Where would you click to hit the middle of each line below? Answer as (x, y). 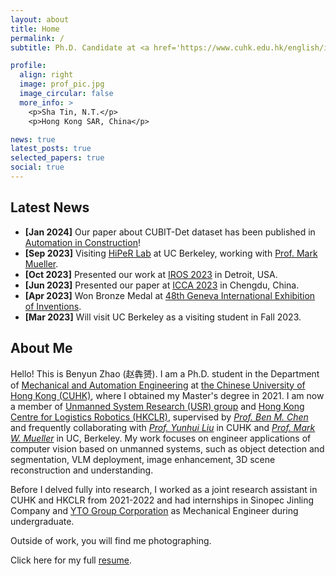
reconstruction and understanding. (82, 470)
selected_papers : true (57, 158)
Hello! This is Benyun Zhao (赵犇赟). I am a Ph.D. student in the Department (165, 373)
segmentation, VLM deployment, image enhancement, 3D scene (143, 459)
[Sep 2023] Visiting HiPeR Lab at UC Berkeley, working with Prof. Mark (171, 253)
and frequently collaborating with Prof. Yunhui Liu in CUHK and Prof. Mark (163, 427)
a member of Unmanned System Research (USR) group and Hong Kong (157, 406)
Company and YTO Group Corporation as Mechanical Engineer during (154, 510)
